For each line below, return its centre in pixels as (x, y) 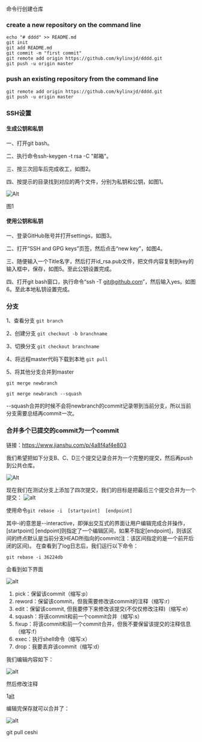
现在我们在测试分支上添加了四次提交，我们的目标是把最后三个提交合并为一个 (101, 490)
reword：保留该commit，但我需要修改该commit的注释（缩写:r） (94, 601)
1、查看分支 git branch (35, 321)
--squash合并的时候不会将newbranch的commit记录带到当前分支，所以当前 (99, 406)
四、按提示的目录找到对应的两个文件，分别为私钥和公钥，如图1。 (86, 181)
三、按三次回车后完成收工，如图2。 (50, 168)
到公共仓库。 (22, 465)
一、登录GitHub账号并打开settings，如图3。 (61, 235)
